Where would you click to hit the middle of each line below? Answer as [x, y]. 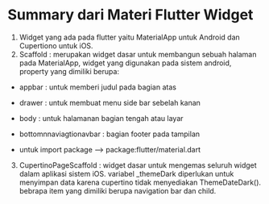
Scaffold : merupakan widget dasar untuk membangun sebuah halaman [138, 54]
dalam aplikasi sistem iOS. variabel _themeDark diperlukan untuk [126, 173]
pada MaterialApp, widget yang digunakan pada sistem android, [125, 63]
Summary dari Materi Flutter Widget [130, 15]
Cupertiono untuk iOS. [56, 45]
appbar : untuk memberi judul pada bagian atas [97, 87]
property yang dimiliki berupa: [69, 71]
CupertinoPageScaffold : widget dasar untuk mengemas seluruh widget [138, 165]
